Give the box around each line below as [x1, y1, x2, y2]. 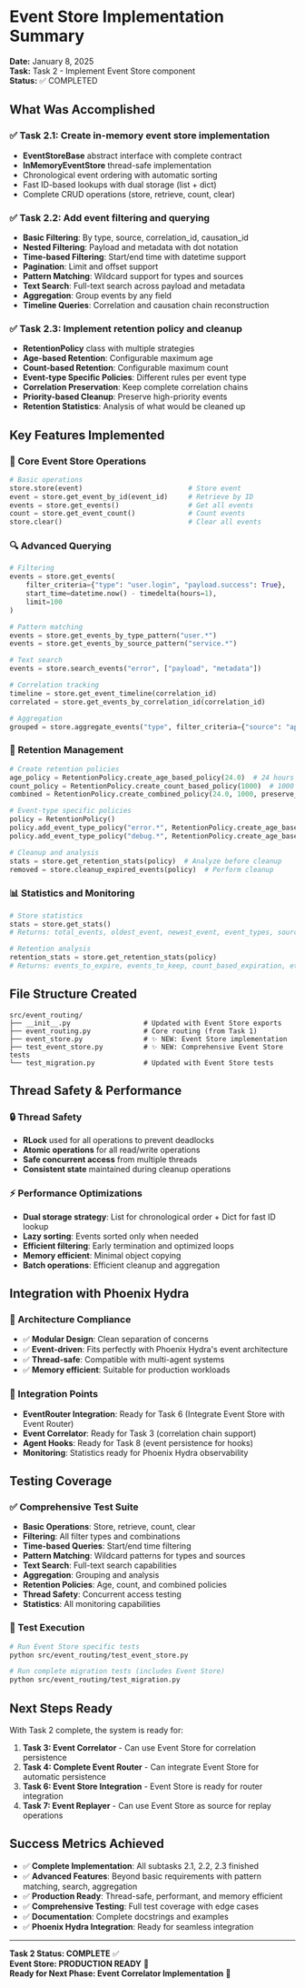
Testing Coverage [9, 1473, 113, 1489]
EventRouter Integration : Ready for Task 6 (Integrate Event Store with [22, 1408, 285, 1420]
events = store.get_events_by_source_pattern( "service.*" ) [9, 639, 238, 648]
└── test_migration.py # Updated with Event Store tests [9, 1058, 274, 1068]
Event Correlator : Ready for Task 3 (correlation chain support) [22, 1428, 257, 1439]
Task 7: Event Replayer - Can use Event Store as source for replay [22, 1801, 272, 1811]
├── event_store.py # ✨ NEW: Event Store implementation [9, 1034, 288, 1043]
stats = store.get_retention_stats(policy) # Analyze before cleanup [9, 857, 282, 866]
